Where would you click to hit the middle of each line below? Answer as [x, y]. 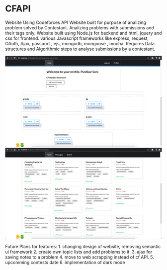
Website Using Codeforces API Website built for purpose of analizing [76, 22]
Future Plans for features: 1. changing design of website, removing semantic [83, 246]
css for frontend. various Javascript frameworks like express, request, [77, 38]
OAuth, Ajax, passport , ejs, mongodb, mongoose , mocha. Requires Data [80, 43]
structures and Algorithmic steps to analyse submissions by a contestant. [80, 49]
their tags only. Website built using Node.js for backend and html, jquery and [83, 33]
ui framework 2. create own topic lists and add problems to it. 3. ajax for [79, 252]
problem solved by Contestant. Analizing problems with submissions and [80, 27]
